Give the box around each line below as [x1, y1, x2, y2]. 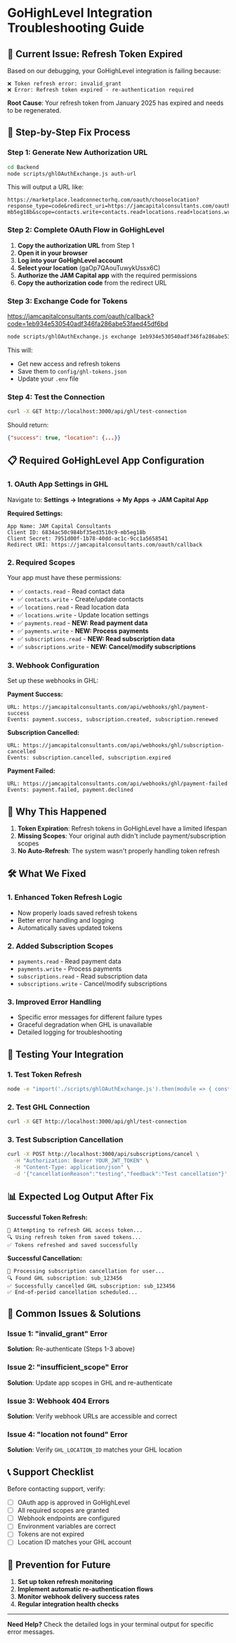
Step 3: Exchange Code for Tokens [7, 296, 128, 306]
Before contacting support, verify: [7, 1485, 105, 1493]
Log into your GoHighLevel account [17, 256, 123, 265]
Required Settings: [7, 509, 63, 517]
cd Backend [7, 163, 39, 170]
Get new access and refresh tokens [17, 359, 121, 367]
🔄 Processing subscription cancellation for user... [7, 1267, 165, 1275]
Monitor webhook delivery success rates [17, 1592, 140, 1601]
